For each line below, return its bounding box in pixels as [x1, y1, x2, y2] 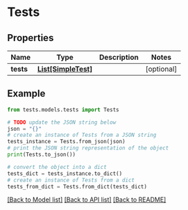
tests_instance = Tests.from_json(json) [7, 138, 126, 145]
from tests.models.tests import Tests [7, 106, 119, 113]
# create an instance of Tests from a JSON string [7, 131, 157, 139]
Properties [7, 32, 54, 44]
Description [99, 53, 139, 62]
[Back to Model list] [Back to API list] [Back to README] [7, 195, 166, 204]
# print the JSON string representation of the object [7, 145, 169, 152]
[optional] [145, 64, 178, 74]
